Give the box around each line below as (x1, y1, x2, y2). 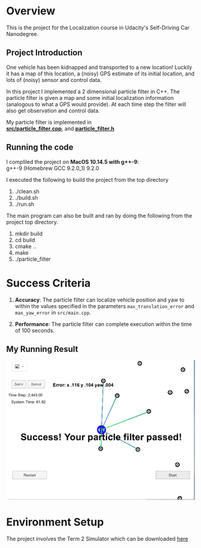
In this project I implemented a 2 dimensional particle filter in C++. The (6, 88, 180, 95)
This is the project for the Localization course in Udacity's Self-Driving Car (6, 24, 190, 31)
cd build (14, 236, 35, 243)
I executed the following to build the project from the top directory (6, 176, 169, 183)
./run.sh (14, 200, 35, 208)
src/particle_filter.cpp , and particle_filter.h (6, 124, 115, 132)
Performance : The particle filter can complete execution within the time (14, 320, 193, 327)
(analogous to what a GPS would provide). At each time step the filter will (6, 101, 187, 108)
